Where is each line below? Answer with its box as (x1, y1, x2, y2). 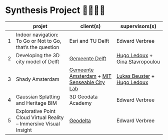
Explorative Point (15, 107, 56, 114)
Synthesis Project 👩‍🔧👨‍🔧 (5, 5, 105, 16)
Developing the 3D (15, 52, 60, 59)
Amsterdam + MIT (69, 72, 111, 79)
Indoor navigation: (15, 31, 58, 38)
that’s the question (15, 44, 59, 51)
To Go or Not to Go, (15, 37, 61, 44)
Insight (15, 126, 32, 133)
